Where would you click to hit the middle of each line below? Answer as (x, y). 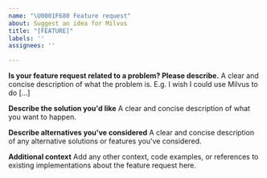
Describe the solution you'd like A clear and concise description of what (129, 109)
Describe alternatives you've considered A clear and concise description (131, 133)
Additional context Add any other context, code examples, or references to (133, 157)
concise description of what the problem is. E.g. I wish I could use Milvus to (133, 85)
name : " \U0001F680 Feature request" (70, 16)
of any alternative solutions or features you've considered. (105, 141)
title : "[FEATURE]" (41, 31)
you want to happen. (42, 117)
